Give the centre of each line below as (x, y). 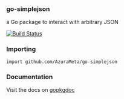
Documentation (30, 77)
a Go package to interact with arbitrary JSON (63, 22)
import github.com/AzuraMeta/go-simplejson (62, 62)
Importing (21, 49)
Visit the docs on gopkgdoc (41, 89)
